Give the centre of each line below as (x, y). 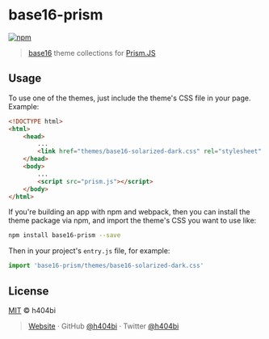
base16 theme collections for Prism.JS (92, 53)
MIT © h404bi (32, 310)
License (29, 291)
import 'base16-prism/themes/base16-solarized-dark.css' (106, 266)
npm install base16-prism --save (65, 235)
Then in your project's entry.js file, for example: (89, 251)
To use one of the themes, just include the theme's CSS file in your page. (130, 98)
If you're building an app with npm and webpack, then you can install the (129, 212)
